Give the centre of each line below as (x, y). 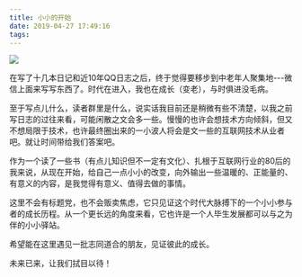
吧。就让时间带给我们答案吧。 (64, 142)
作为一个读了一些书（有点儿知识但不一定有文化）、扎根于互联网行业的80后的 (150, 161)
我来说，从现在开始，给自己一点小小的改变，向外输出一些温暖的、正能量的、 (151, 173)
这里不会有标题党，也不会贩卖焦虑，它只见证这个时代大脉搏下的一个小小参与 (151, 202)
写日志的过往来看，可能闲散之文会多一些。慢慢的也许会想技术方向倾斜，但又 (151, 120)
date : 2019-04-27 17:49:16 (60, 26)
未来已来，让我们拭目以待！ (61, 264)
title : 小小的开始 (40, 18)
